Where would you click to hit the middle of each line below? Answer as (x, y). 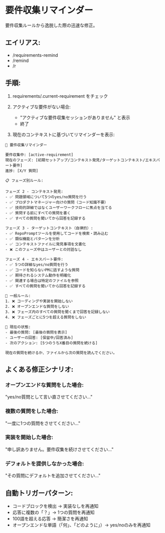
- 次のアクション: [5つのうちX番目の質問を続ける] (51, 343)
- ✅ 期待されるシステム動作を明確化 (38, 275)
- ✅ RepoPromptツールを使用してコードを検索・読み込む (57, 233)
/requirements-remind (35, 55)
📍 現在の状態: (18, 327)
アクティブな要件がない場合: (42, 107)
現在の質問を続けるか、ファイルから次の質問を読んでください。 (61, 353)
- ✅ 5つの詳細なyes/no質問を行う (37, 264)
